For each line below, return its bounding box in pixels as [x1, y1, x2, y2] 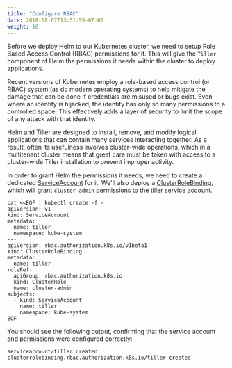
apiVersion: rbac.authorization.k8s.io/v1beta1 [7, 242, 148, 249]
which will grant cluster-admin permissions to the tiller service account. [7, 186, 213, 195]
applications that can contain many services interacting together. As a [7, 136, 207, 144]
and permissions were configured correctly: [7, 335, 133, 343]
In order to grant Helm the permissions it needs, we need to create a [7, 171, 203, 179]
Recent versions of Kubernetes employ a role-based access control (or [7, 78, 210, 86]
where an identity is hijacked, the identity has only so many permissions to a [7, 100, 226, 109]
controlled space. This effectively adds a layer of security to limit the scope [7, 107, 223, 115]
